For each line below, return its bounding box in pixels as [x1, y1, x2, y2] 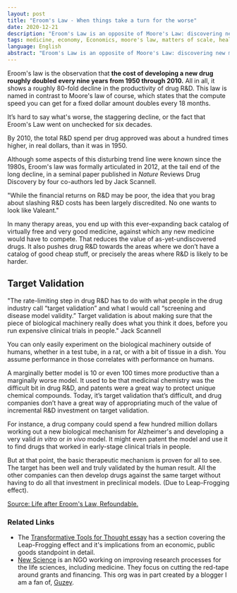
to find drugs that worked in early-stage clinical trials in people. [7, 442, 192, 451]
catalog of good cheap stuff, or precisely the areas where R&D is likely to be [7, 250, 229, 258]
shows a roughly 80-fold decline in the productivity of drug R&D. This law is [7, 84, 227, 92]
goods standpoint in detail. [17, 548, 95, 556]
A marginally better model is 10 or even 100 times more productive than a [7, 368, 220, 377]
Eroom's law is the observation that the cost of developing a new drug [7, 68, 214, 78]
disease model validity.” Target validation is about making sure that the [7, 311, 213, 319]
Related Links [7, 517, 55, 527]
